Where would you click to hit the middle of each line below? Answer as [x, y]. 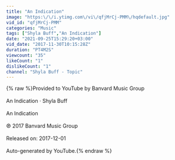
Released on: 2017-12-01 [36, 138]
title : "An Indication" [35, 11]
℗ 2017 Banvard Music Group [42, 126]
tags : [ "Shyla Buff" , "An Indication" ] [54, 34]
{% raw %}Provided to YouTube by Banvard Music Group [75, 88]
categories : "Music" [32, 28]
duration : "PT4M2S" [30, 50]
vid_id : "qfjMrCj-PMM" [34, 22]
